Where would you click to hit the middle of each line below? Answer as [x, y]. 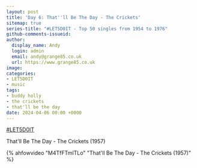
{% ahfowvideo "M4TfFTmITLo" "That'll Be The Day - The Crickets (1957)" [98, 153]
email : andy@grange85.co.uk [47, 57]
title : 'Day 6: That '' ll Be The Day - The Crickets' [74, 17]
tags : [13, 90]
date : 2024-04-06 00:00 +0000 [44, 113]
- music [16, 85]
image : [14, 68]
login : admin [28, 51]
